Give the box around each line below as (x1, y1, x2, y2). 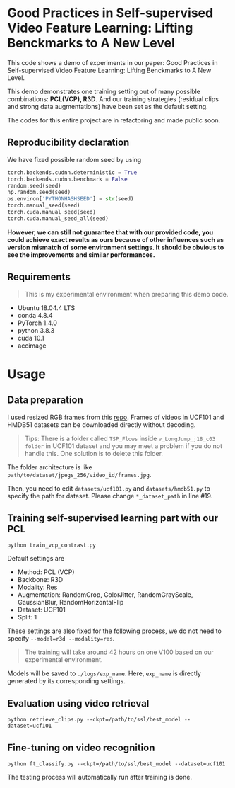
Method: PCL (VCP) (17, 568, 75, 576)
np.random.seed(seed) (7, 189, 71, 196)
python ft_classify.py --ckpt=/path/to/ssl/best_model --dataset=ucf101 (7, 760, 226, 767)
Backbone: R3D (17, 576, 64, 584)
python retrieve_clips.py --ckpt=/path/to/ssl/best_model (7, 716, 181, 724)
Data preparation (7, 394, 83, 406)
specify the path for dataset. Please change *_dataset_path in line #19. (7, 491, 213, 500)
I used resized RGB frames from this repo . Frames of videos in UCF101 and (7, 413, 224, 421)
